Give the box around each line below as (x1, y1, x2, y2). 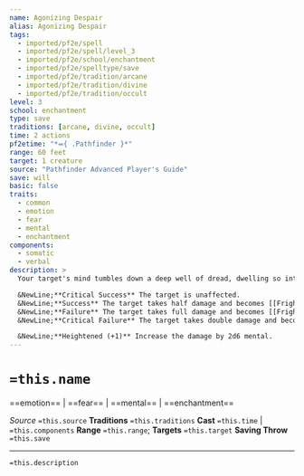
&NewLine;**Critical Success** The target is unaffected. (17, 290, 242, 300)
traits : (9, 190, 39, 199)
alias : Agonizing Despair (9, 22, 107, 31)
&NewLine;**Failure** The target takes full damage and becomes (17, 307, 265, 317)
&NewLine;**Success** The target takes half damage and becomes (17, 299, 265, 308)
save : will (9, 173, 51, 182)
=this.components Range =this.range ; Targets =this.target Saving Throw (9, 424, 288, 435)
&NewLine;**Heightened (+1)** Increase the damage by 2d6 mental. (17, 332, 273, 341)
